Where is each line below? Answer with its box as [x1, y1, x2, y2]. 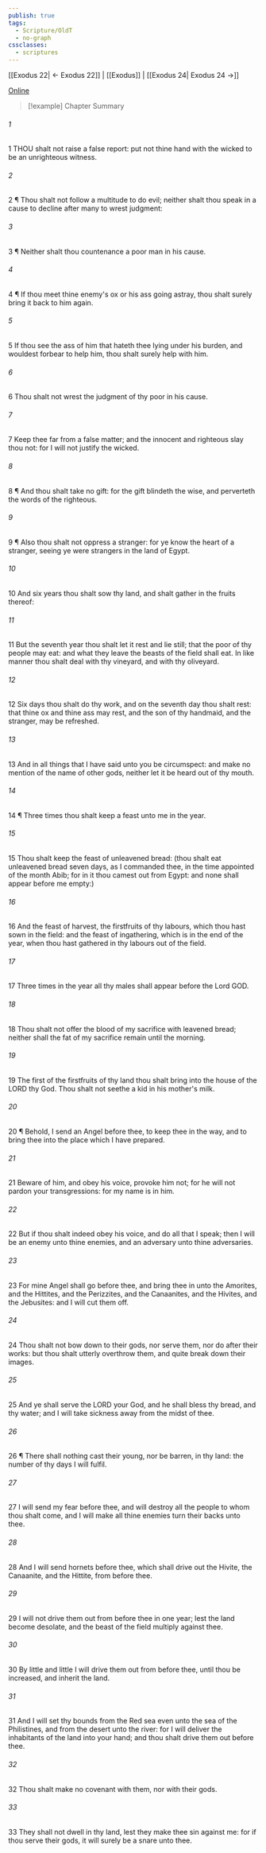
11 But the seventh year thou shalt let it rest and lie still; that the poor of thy [8, 640, 253, 649]
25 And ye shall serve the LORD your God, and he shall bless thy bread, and [8, 1400, 256, 1409]
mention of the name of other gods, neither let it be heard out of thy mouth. [8, 768, 254, 777]
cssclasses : [8, 41, 48, 49]
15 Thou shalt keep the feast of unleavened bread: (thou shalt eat [8, 854, 222, 863]
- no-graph [15, 33, 52, 42]
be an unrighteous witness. [8, 153, 98, 162]
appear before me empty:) [8, 879, 94, 889]
